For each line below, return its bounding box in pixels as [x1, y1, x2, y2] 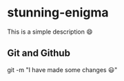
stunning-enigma [7, 5, 109, 21]
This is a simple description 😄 [7, 27, 93, 36]
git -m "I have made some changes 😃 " [7, 65, 118, 73]
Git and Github [7, 47, 71, 59]
